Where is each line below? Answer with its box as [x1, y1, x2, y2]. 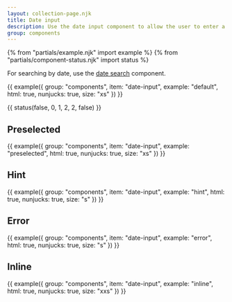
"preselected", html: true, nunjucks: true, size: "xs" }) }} [7, 150, 165, 158]
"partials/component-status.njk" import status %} [7, 56, 149, 64]
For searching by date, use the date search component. [7, 69, 166, 78]
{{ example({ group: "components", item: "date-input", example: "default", [7, 82, 219, 91]
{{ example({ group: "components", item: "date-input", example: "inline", [7, 279, 214, 287]
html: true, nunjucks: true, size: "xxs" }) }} [7, 287, 126, 295]
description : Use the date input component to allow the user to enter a [7, 23, 226, 30]
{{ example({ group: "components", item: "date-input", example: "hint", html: [7, 188, 225, 196]
